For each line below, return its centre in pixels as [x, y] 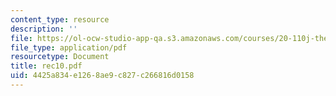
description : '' [44, 29]
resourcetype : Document [60, 57]
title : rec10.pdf [46, 66]
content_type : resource [60, 19]
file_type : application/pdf [69, 47]
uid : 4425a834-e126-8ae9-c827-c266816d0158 [102, 76]
